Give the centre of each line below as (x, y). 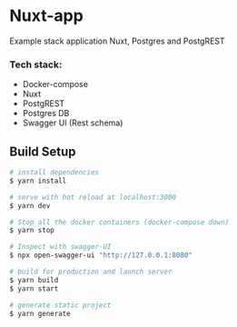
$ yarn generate (40, 313)
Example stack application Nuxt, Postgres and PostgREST (117, 41)
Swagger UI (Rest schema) (73, 123)
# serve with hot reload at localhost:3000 (93, 197)
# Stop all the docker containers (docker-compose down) (119, 222)
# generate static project (60, 305)
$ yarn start (34, 288)
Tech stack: (36, 64)
